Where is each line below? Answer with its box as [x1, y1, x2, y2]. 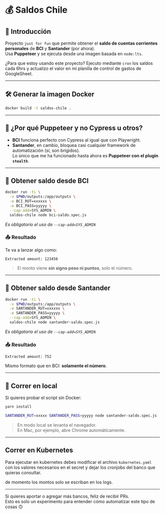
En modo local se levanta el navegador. [17, 422, 97, 428]
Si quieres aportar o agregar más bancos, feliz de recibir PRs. [5, 493, 130, 499]
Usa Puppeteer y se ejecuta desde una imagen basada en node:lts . [5, 51, 143, 57]
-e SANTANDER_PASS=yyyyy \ [9, 311, 65, 315]
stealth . [12, 158, 29, 164]
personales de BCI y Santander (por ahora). [5, 46, 95, 51]
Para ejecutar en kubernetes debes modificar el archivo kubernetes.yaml [5, 459, 152, 465]
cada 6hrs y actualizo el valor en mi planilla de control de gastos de [5, 65, 141, 71]
